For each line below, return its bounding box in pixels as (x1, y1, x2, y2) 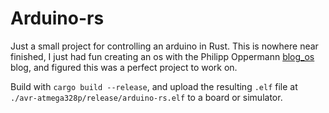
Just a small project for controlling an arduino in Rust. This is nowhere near (10, 40, 319, 52)
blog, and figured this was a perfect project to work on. (10, 61, 238, 73)
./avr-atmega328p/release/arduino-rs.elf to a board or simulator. (10, 91, 283, 103)
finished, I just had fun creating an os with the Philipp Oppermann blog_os (10, 50, 315, 62)
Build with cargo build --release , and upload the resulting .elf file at (10, 80, 298, 92)
